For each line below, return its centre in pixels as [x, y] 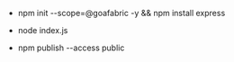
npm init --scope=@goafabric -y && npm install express [121, 13]
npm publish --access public [71, 48]
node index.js [43, 30]
